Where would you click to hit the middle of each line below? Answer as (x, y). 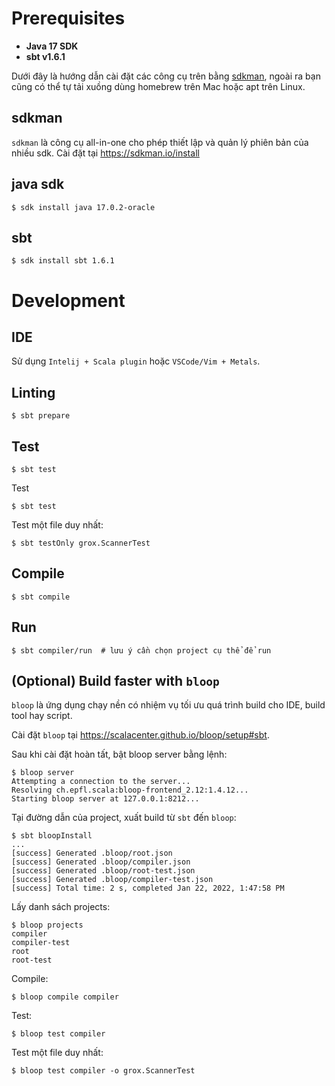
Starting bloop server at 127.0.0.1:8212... (105, 799)
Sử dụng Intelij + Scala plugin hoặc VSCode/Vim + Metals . (136, 361)
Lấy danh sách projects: (61, 907)
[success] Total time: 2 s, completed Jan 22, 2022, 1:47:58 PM (148, 888)
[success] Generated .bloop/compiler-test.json (112, 880)
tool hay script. (42, 716)
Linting (33, 392)
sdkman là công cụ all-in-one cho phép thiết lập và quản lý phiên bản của (160, 142)
